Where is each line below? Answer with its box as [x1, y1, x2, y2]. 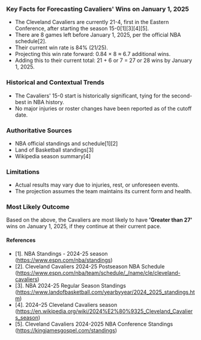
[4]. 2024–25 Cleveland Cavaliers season [14, 301, 118, 308]
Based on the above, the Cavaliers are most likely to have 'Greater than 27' [6, 216, 193, 224]
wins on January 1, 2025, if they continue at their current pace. [6, 223, 161, 230]
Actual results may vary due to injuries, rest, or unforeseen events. [14, 181, 180, 188]
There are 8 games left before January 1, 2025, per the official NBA [14, 31, 181, 39]
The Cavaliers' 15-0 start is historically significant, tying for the [14, 92, 170, 99]
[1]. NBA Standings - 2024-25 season [14, 250, 108, 257]
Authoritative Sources [6, 126, 72, 134]
